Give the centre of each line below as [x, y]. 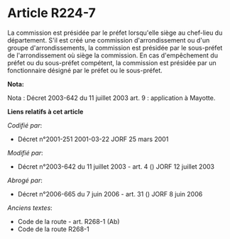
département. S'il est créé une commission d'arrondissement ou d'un [109, 40]
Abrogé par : [25, 180]
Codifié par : [25, 125]
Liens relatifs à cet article [45, 111]
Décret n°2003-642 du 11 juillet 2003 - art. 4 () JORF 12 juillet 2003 [116, 166]
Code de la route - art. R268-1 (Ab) [69, 221]
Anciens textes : [30, 208]
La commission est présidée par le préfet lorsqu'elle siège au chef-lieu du [115, 33]
